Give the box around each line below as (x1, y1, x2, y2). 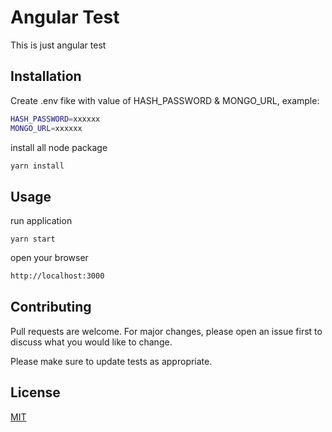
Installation (10, 68, 82, 85)
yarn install (10, 161, 65, 171)
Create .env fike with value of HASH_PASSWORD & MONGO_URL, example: (10, 94, 320, 106)
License (10, 384, 61, 401)
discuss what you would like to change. (10, 336, 173, 348)
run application (10, 215, 73, 227)
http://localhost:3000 (10, 271, 105, 281)
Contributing (10, 299, 92, 316)
